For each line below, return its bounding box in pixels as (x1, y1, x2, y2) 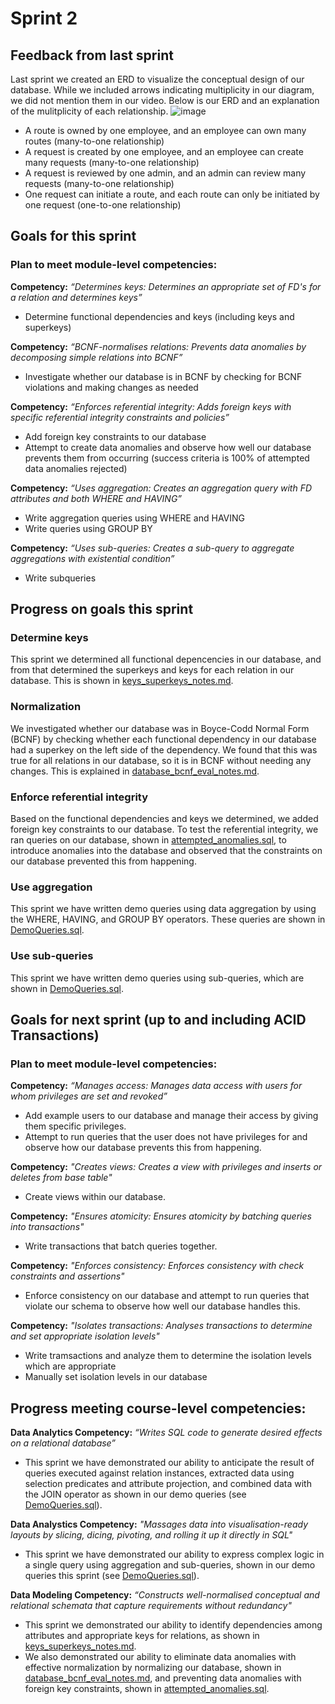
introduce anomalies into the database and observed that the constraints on (10, 844, 323, 856)
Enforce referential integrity (10, 790, 149, 804)
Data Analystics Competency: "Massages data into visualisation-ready (10, 1518, 308, 1531)
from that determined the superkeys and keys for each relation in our (10, 664, 295, 676)
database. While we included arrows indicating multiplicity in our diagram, (10, 84, 315, 96)
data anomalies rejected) (24, 462, 128, 474)
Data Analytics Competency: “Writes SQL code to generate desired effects (10, 1427, 323, 1439)
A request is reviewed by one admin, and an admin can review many (24, 167, 307, 179)
